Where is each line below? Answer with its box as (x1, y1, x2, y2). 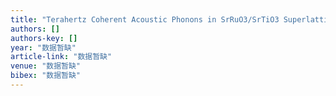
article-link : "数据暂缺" (10, 52, 113, 62)
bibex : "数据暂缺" (10, 71, 82, 81)
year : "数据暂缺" (10, 42, 77, 53)
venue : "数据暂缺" (10, 61, 82, 71)
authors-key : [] (10, 33, 78, 43)
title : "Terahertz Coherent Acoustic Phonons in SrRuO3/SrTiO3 (10, 14, 280, 25)
